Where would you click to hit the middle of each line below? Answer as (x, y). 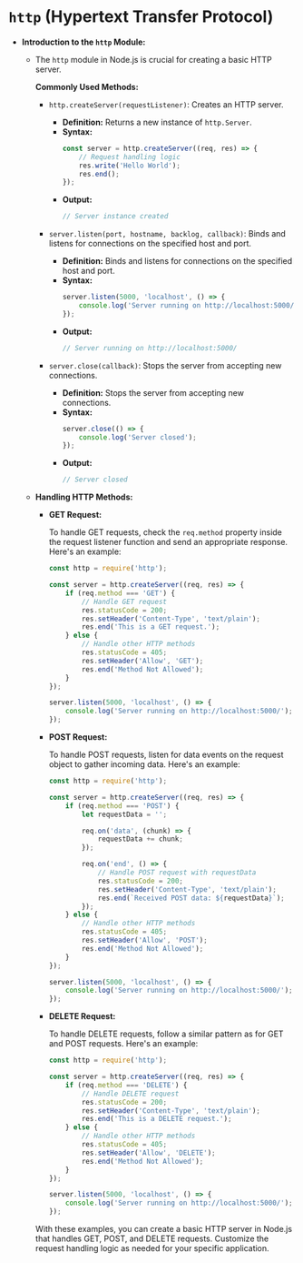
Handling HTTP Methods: (84, 497)
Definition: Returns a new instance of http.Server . (157, 122)
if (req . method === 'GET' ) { (121, 593)
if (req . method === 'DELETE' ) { (127, 1085)
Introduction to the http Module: (83, 42)
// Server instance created (115, 217)
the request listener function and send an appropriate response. (168, 542)
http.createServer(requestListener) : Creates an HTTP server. (166, 104)
